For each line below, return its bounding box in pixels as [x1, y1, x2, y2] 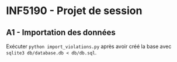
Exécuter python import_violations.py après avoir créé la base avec [6, 43, 172, 50]
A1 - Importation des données [6, 27, 116, 37]
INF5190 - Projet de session [6, 4, 143, 18]
